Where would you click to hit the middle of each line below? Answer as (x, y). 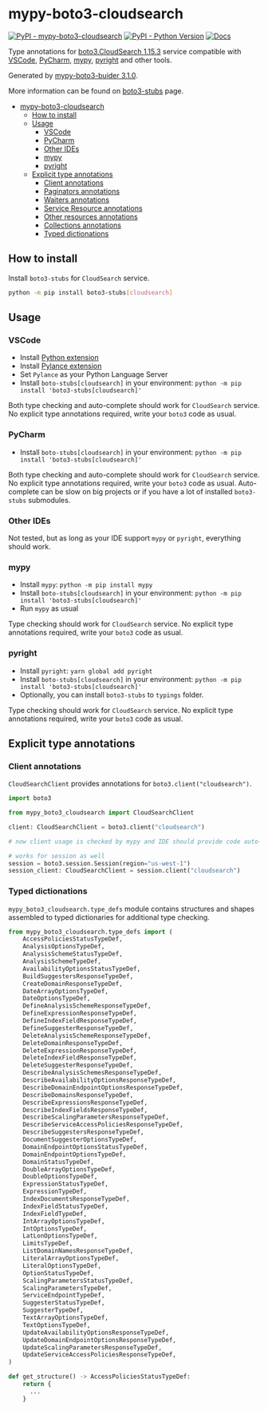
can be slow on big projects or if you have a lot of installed (137, 491)
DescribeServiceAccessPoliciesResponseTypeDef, (103, 1125)
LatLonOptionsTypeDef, (60, 1236)
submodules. (49, 500)
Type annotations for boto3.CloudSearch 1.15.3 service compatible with (125, 51)
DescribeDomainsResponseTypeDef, (78, 1095)
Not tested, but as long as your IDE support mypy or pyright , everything (125, 538)
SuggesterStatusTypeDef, (64, 1303)
